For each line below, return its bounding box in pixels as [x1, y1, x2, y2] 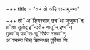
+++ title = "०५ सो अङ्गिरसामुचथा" [6, 6, 80, 12]
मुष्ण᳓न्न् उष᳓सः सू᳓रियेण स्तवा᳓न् [6, 30, 66, 37]
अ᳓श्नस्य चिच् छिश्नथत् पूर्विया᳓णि [6, 37, 68, 44]
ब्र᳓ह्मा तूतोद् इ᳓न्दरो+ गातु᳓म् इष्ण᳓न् [6, 24, 72, 30]
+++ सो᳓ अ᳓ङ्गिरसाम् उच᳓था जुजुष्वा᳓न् [6, 17, 84, 24]
